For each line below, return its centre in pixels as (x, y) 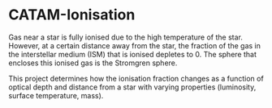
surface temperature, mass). (56, 95)
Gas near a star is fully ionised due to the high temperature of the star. (126, 37)
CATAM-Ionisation (72, 15)
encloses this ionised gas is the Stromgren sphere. (93, 63)
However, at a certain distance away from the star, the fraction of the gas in (135, 45)
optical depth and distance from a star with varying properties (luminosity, (132, 87)
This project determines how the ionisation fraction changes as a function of (136, 78)
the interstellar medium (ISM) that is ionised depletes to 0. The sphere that (133, 54)
